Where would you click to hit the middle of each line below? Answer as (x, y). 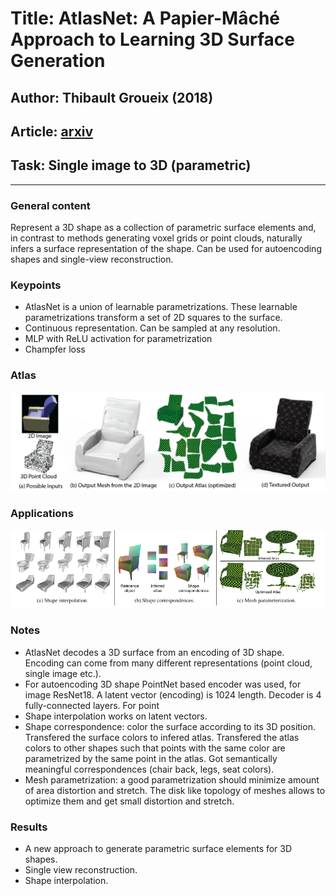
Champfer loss (55, 349)
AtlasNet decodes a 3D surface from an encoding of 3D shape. (154, 652)
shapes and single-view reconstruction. (92, 259)
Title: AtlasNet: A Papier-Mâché (145, 18)
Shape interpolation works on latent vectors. (116, 716)
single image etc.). (63, 673)
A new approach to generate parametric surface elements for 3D (158, 848)
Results (29, 827)
